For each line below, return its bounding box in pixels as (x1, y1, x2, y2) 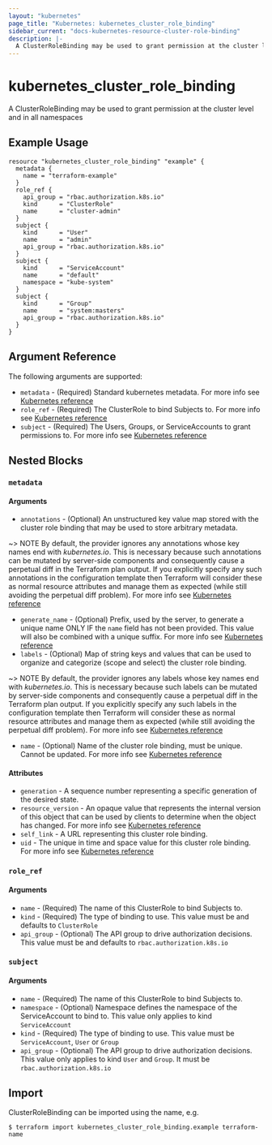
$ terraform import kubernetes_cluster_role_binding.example (8, 1123, 219, 1132)
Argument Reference (8, 350, 117, 364)
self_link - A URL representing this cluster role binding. (19, 829, 208, 839)
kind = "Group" (23, 299, 92, 308)
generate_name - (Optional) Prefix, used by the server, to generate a (19, 614, 244, 625)
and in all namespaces (8, 113, 83, 123)
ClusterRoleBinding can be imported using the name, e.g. (8, 1108, 199, 1117)
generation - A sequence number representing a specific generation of (19, 786, 257, 796)
